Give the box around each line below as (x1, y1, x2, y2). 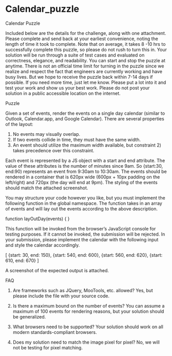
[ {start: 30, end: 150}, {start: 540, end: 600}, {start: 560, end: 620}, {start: (5, 252, 163, 258)
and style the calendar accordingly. (5, 242, 80, 248)
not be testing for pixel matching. (12, 344, 83, 350)
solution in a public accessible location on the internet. (5, 90, 121, 96)
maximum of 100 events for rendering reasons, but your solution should (12, 308, 164, 314)
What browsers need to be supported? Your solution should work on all (12, 324, 163, 330)
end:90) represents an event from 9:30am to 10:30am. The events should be (5, 168, 167, 174)
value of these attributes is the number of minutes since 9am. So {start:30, (5, 163, 163, 169)
